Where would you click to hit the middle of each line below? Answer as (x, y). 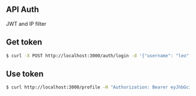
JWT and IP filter (26, 23)
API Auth (22, 10)
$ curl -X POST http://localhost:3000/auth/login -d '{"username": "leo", (99, 56)
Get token (24, 42)
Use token (25, 73)
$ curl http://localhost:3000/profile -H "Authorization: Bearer (87, 87)
